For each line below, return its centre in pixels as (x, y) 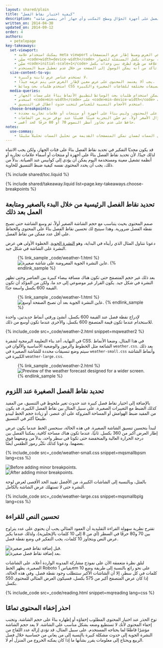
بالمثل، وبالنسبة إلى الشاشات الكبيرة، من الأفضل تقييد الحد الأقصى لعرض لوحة (76, 482)
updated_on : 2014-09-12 (30, 28)
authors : (14, 37)
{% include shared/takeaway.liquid (40, 184)
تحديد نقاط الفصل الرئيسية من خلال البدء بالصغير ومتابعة (80, 204)
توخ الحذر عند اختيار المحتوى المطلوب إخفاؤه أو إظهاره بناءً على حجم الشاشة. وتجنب (81, 619)
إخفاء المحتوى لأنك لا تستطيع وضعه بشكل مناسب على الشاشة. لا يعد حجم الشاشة (79, 625)
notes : (12, 127)
